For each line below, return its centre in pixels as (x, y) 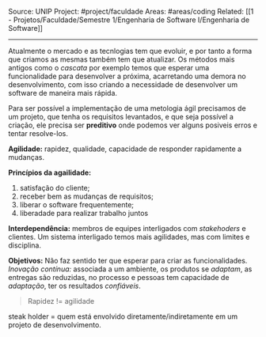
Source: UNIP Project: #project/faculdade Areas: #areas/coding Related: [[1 (131, 11)
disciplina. (25, 245)
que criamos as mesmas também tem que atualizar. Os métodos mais (122, 59)
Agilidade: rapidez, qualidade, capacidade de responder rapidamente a (125, 149)
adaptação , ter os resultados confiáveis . (74, 286)
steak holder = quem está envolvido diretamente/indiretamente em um (123, 316)
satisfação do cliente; (55, 188)
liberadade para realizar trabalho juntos (84, 213)
